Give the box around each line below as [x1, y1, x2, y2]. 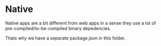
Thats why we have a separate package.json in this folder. [5, 35, 126, 41]
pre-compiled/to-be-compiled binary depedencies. [5, 25, 111, 31]
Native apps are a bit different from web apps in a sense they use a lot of [5, 20, 156, 26]
